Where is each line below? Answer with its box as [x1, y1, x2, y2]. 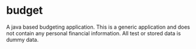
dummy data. [6, 36, 39, 43]
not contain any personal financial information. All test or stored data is [6, 29, 181, 36]
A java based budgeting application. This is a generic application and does [6, 23, 191, 30]
